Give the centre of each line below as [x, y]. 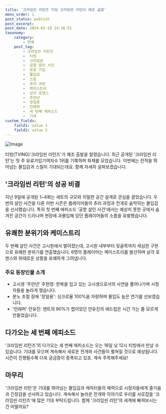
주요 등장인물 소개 [25, 272]
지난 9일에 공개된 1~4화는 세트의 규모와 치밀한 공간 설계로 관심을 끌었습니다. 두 [82, 197]
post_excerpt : [20, 24]
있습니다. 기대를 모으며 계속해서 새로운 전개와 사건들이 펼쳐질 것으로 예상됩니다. [82, 352]
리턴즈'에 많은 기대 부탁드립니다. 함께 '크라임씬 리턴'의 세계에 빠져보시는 [87, 400]
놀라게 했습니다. [41, 290]
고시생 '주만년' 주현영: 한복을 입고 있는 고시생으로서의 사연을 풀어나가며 [81, 284]
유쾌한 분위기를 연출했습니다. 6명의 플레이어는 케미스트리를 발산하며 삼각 [84, 252]
